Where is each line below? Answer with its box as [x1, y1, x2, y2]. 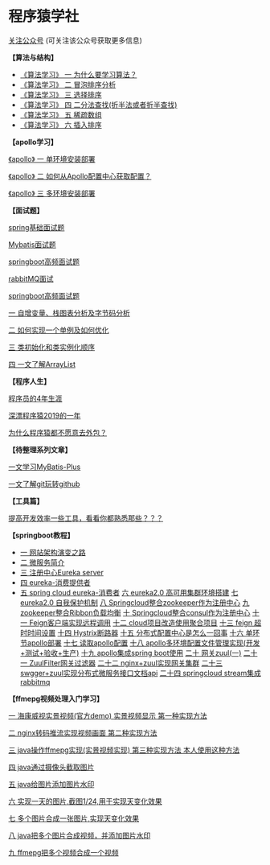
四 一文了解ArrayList [8, 359, 76, 369]
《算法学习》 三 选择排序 [19, 89, 102, 99]
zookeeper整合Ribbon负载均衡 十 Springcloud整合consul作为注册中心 [19, 608, 251, 617]
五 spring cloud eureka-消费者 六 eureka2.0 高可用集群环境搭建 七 [19, 587, 239, 597]
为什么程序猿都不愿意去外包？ [8, 427, 107, 437]
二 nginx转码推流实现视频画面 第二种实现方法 [8, 727, 158, 737]
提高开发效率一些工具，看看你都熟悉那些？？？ [8, 513, 163, 523]
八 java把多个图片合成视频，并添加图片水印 [8, 830, 151, 840]
